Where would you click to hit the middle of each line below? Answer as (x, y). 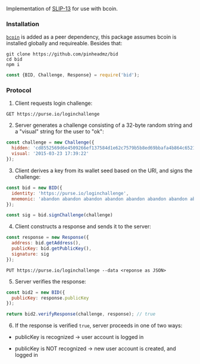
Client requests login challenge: (54, 103)
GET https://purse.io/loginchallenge (53, 114)
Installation (23, 24)
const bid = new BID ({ (34, 188)
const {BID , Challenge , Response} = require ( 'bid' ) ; (73, 75)
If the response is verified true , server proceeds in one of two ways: (99, 326)
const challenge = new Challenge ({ (50, 142)
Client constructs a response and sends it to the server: (83, 226)
